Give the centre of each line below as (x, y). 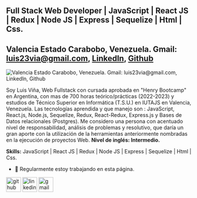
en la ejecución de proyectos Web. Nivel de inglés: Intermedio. (83, 140)
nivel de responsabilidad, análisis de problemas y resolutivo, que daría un (95, 127)
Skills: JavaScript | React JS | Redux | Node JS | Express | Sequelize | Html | (99, 152)
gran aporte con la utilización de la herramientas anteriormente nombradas (97, 134)
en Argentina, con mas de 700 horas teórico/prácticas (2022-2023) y (90, 96)
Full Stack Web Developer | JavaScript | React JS (97, 11)
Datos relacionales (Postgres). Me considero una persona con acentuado (95, 122)
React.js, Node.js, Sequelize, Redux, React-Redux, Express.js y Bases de (94, 115)
